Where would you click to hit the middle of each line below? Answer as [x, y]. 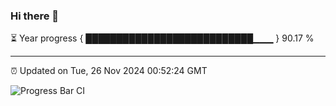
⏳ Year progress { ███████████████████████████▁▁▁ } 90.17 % [162, 38]
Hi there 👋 [35, 16]
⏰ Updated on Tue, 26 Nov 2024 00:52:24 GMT [109, 71]
